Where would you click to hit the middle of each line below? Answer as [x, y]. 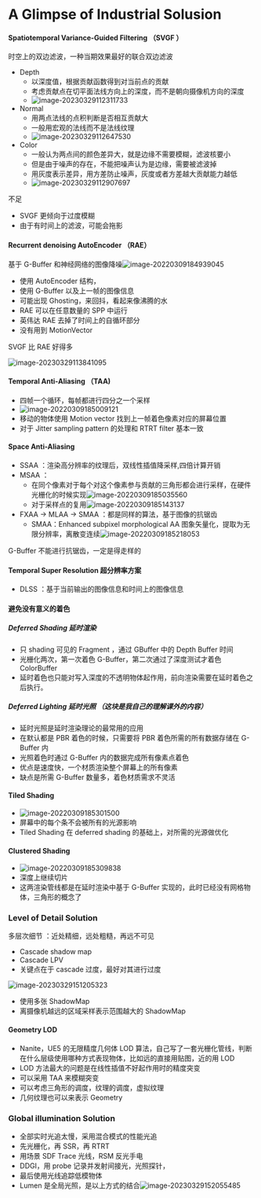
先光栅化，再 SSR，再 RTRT [64, 1146]
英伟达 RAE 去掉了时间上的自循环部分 [80, 320]
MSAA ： [34, 475]
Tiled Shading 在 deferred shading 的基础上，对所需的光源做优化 [124, 832]
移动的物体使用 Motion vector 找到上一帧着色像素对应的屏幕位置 [123, 418]
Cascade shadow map [56, 952]
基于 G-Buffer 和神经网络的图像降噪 [65, 264]
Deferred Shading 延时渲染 [52, 628]
